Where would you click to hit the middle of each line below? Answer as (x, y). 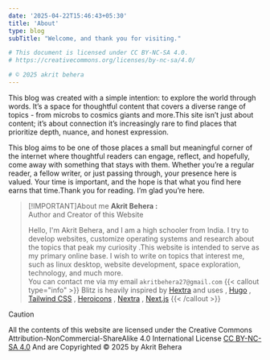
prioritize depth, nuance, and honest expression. (88, 132)
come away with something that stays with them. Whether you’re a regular (131, 164)
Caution (21, 314)
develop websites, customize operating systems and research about (141, 238)
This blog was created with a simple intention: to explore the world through (132, 97)
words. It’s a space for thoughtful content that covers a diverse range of (127, 106)
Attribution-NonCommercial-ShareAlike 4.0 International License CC (121, 338)
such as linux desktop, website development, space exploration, (134, 264)
